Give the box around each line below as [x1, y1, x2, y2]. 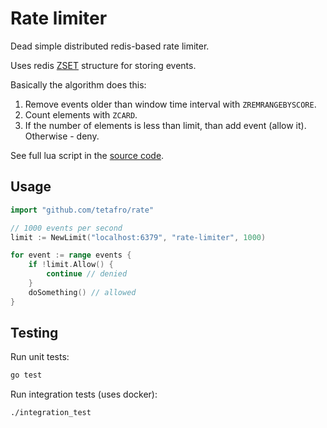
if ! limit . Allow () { [28, 260, 114, 270]
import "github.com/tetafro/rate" [10, 205, 155, 215]
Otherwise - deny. [24, 130, 100, 142]
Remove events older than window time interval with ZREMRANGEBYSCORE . [24, 98, 317, 110]
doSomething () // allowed [28, 287, 137, 297]
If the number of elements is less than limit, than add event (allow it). [24, 119, 307, 131]
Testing [10, 325, 59, 342]
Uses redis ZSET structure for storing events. [10, 59, 197, 71]
